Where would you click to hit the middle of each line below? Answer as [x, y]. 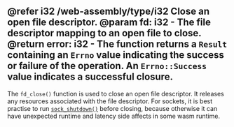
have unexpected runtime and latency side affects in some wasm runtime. [114, 116]
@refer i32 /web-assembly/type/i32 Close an [109, 12]
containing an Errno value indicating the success [116, 55]
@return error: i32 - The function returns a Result [117, 44]
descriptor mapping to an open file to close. [104, 33]
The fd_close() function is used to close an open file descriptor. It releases [116, 94]
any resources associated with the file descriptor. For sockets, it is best [110, 101]
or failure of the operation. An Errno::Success [107, 66]
